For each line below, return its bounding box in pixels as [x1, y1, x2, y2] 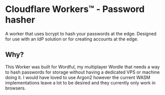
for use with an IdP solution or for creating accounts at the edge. [5, 36, 139, 42]
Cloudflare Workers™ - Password [5, 3, 145, 15]
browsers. [5, 85, 26, 91]
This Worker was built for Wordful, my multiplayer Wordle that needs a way [5, 63, 160, 69]
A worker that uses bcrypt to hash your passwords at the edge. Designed [5, 30, 157, 36]
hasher [5, 14, 35, 25]
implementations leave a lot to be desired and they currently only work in [5, 79, 156, 85]
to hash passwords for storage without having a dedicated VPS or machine [5, 69, 160, 75]
